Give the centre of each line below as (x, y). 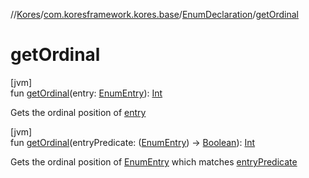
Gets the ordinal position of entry (78, 112)
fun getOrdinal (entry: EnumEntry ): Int (86, 93)
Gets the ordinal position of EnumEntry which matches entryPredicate (154, 161)
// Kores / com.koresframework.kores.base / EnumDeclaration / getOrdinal (154, 14)
